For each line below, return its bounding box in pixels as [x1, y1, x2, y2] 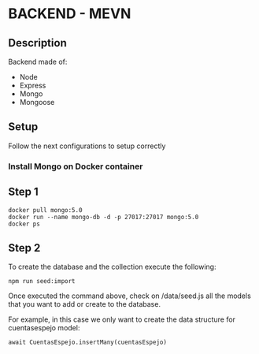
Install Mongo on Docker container [8, 161, 143, 172]
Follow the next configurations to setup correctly [8, 141, 166, 151]
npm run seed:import [8, 278, 76, 285]
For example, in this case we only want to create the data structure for [8, 315, 236, 324]
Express [19, 80, 46, 90]
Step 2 [8, 241, 41, 255]
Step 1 [8, 185, 39, 199]
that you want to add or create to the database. [8, 300, 161, 309]
